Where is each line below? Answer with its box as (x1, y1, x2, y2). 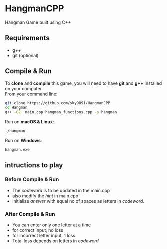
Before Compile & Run (5, 176, 59, 183)
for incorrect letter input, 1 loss (12, 232, 76, 238)
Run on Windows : (5, 138, 42, 144)
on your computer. (5, 85, 43, 91)
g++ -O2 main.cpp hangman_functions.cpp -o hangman (5, 110, 117, 115)
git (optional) (12, 52, 39, 58)
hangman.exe (5, 147, 30, 152)
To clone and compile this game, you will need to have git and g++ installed (5, 80, 162, 86)
